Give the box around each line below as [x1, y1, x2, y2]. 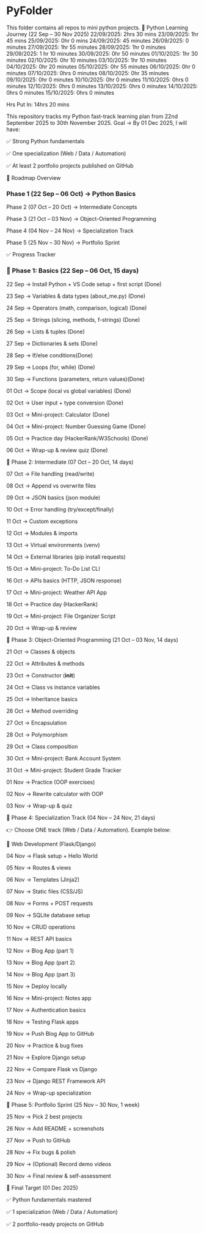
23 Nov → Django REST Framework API [6, 1077, 106, 1085]
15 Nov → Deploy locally [6, 983, 67, 990]
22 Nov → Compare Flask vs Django [6, 1065, 98, 1072]
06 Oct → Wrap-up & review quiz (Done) [6, 446, 108, 453]
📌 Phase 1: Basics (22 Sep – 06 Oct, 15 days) [6, 267, 139, 275]
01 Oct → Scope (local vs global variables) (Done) [6, 387, 131, 395]
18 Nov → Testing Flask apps [6, 1018, 79, 1025]
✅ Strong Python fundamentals [6, 137, 85, 144]
